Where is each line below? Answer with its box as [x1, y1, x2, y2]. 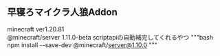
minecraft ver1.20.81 [7, 25, 65, 33]
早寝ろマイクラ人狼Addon [7, 6, 118, 18]
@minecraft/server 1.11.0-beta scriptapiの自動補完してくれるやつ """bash [7, 33, 214, 41]
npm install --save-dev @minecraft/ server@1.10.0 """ [7, 40, 158, 49]
